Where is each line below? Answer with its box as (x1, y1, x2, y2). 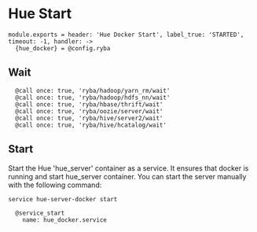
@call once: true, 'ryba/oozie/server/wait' (15, 107, 163, 115)
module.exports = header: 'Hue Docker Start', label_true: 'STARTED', (8, 31, 244, 39)
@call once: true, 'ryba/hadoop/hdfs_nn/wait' (15, 94, 171, 101)
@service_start (15, 209, 65, 217)
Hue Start (8, 5, 72, 23)
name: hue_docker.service (22, 215, 108, 224)
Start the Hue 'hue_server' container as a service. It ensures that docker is (8, 163, 249, 173)
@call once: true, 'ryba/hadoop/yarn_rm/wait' (15, 87, 171, 94)
